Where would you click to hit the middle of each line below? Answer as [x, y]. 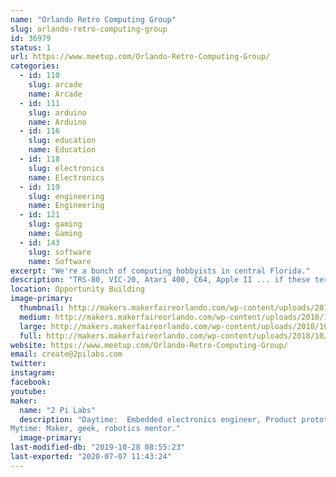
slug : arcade [55, 85]
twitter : [28, 364]
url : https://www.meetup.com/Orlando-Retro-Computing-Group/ [140, 57]
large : [33, 326]
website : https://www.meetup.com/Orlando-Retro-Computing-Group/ [149, 345]
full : [31, 336]
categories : [35, 66]
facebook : [31, 382]
